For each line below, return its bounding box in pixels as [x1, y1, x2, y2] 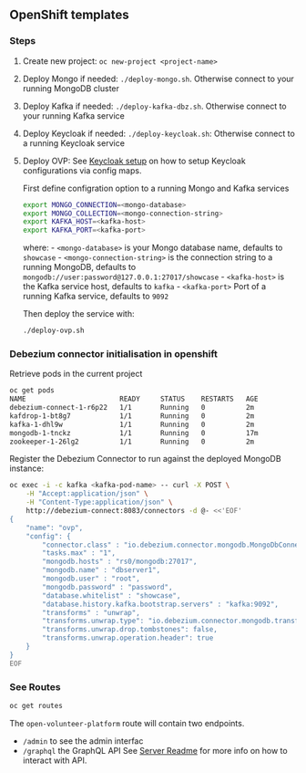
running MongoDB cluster [22, 82, 120, 94]
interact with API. [22, 755, 87, 766]
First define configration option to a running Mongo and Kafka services [22, 183, 290, 193]
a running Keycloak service [22, 137, 126, 149]
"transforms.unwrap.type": [42, 616, 145, 626]
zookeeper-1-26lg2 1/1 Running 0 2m [9, 437, 255, 446]
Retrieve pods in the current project [9, 369, 143, 380]
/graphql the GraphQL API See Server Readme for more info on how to [22, 745, 289, 756]
